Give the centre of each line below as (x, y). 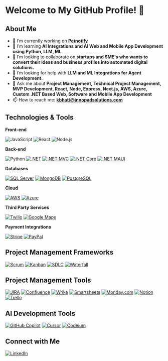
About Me (21, 29)
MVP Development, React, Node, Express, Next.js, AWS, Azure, (80, 89)
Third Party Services (27, 207)
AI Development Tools (40, 313)
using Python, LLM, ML (37, 51)
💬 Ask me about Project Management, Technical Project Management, (87, 83)
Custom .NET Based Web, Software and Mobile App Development (82, 94)
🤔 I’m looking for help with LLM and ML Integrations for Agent (77, 73)
